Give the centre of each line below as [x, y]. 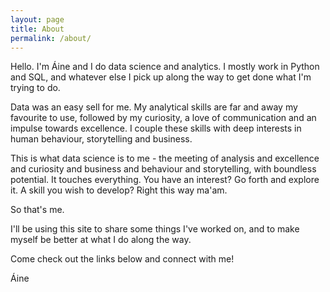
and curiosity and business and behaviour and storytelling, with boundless [163, 169]
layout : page [37, 19]
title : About [37, 29]
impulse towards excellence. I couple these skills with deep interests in [156, 128]
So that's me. [37, 210]
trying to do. [35, 88]
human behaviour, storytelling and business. [101, 139]
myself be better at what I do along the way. [101, 240]
